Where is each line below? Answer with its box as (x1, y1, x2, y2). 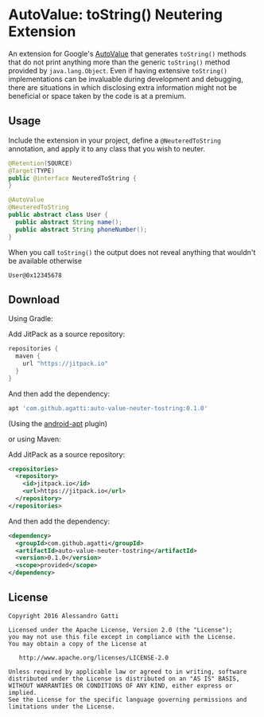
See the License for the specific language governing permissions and (8, 695, 247, 703)
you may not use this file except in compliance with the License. (8, 633, 237, 641)
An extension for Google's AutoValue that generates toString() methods (8, 49, 247, 58)
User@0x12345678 (8, 271, 62, 280)
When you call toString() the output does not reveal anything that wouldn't (8, 247, 256, 257)
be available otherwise (8, 256, 82, 265)
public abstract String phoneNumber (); (15, 225, 148, 233)
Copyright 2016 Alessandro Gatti (8, 612, 119, 620)
